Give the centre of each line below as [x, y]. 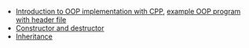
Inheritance [34, 36]
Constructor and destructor [60, 28]
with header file [41, 20]
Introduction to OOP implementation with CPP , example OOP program [128, 11]
